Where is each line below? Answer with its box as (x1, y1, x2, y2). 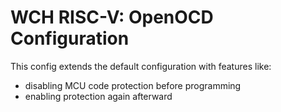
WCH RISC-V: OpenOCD (10, 6, 214, 29)
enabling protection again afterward (24, 90, 173, 102)
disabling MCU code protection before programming (24, 79, 242, 91)
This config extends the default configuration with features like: (10, 60, 272, 72)
